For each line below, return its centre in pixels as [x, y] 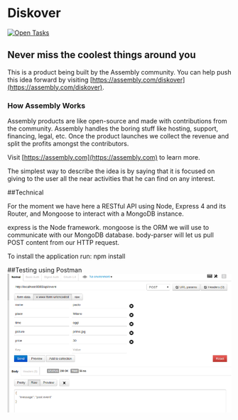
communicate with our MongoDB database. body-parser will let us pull [111, 235]
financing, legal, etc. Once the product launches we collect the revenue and [118, 136]
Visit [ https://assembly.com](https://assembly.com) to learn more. [104, 157]
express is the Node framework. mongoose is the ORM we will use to [108, 228]
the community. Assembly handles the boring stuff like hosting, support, [113, 128]
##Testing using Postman [45, 270]
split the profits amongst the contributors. [68, 144]
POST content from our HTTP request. [63, 243]
